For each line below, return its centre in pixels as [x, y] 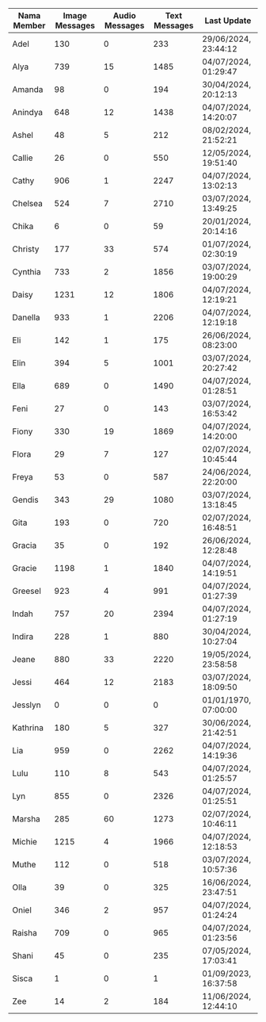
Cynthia [27, 272]
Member [29, 25]
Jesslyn [27, 705]
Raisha [25, 933]
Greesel [27, 591]
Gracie [25, 568]
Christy [26, 249]
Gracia [25, 545]
